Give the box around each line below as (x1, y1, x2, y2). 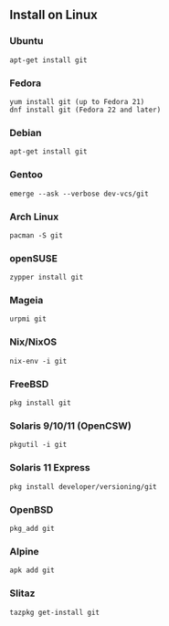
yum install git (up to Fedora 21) (9, 97, 145, 106)
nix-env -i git (9, 356, 68, 366)
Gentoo (9, 168, 44, 181)
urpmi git (9, 314, 48, 324)
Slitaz (9, 587, 36, 599)
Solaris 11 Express (9, 462, 90, 474)
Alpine (9, 545, 39, 557)
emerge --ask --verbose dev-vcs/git (9, 189, 149, 198)
